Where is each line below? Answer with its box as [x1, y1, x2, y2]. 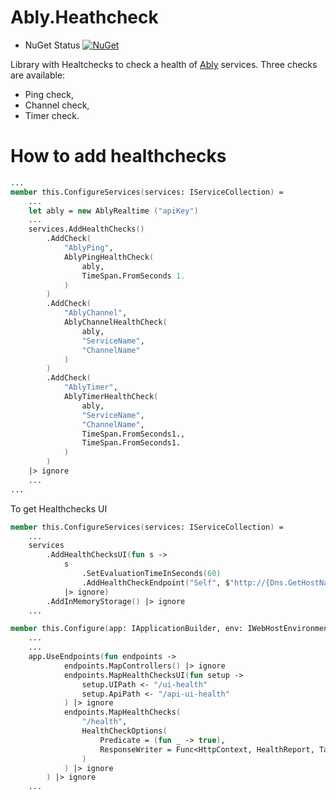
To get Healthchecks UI [10, 502, 108, 515]
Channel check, [24, 99, 90, 111]
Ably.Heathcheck [10, 6, 159, 29]
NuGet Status [24, 39, 81, 51]
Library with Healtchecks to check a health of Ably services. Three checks [10, 58, 318, 70]
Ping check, [24, 88, 75, 100]
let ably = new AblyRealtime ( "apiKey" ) [28, 206, 199, 216]
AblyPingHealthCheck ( [63, 252, 155, 262]
